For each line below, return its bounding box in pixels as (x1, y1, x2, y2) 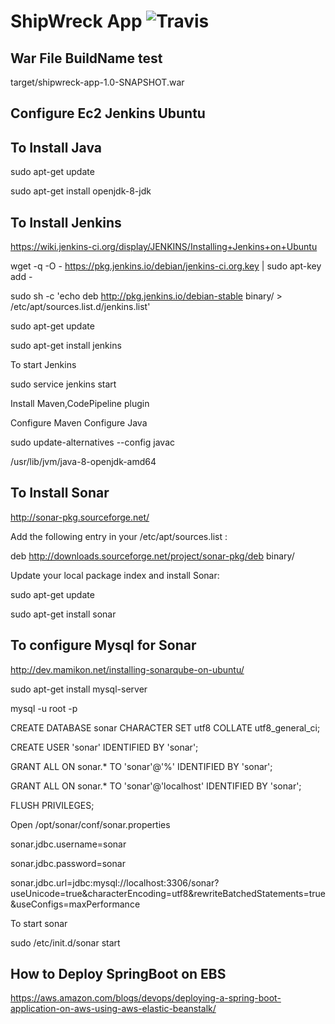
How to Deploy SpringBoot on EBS (10, 966, 227, 983)
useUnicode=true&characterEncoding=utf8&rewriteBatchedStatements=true (10, 887, 326, 899)
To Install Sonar (10, 485, 110, 502)
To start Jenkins (10, 359, 77, 371)
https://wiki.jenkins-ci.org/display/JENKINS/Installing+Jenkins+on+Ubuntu (10, 241, 318, 253)
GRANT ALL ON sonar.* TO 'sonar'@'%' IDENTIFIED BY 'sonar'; (10, 760, 273, 772)
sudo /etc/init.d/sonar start (10, 936, 121, 949)
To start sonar (10, 917, 68, 929)
